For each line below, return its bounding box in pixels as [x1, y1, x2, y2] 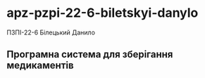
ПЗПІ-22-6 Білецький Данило [6, 28, 96, 37]
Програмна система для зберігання [6, 48, 173, 60]
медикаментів [6, 60, 75, 72]
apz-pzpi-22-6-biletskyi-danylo [6, 5, 199, 21]
